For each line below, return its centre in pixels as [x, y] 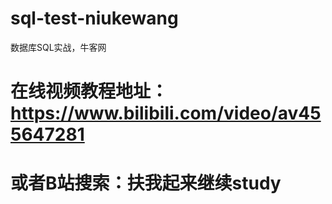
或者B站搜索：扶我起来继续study [146, 183]
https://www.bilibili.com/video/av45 [166, 113]
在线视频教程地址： [89, 91]
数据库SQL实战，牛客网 [58, 47]
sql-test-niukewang [94, 18]
